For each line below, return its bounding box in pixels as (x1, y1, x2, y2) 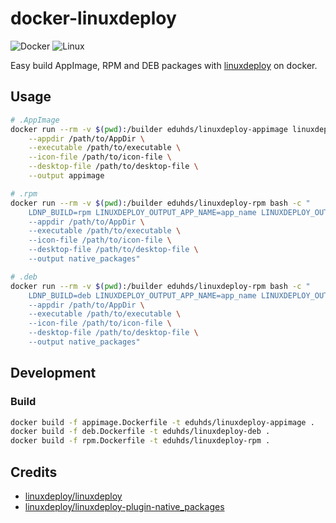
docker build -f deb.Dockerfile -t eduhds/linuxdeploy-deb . (10, 427, 271, 437)
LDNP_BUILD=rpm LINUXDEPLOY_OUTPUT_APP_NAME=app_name (28, 207, 257, 217)
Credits (10, 463, 58, 481)
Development (10, 365, 97, 382)
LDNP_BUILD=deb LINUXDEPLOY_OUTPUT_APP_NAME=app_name (28, 290, 257, 301)
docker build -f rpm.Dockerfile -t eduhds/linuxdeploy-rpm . (10, 436, 271, 446)
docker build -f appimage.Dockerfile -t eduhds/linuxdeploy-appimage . (10, 417, 315, 427)
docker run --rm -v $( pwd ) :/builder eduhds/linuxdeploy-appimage (10, 124, 288, 134)
